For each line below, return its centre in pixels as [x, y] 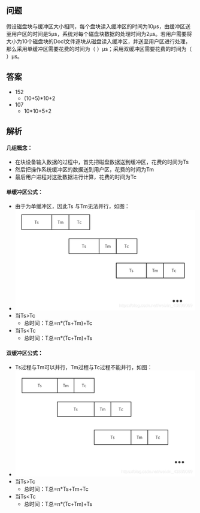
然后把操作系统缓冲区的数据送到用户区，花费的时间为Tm [84, 170]
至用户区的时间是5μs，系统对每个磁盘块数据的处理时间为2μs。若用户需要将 [99, 34]
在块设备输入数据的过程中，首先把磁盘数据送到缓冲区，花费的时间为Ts [102, 162]
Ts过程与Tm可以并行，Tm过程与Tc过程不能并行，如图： [84, 367]
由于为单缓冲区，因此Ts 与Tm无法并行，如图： [72, 206]
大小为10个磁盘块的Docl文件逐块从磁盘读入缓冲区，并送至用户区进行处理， [99, 41]
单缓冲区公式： [25, 192]
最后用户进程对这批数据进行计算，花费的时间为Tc [75, 177]
